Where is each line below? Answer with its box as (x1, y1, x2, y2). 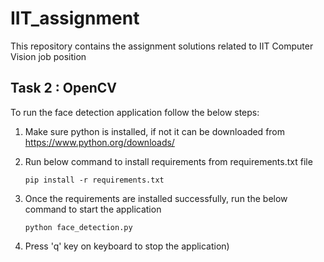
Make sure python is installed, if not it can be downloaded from (24, 125, 286, 137)
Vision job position (10, 50, 87, 62)
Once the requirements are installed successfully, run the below (24, 192, 288, 204)
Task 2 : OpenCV (10, 80, 117, 97)
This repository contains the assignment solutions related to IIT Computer (10, 40, 314, 52)
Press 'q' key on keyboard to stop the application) (24, 240, 230, 252)
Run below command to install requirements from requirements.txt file (24, 155, 313, 167)
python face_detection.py (24, 222, 133, 232)
